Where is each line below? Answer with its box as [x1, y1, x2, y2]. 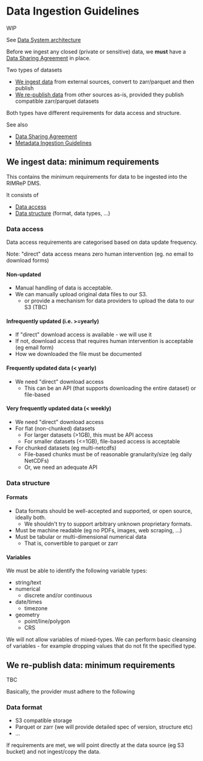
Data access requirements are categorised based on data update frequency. [6, 238, 198, 246]
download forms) [6, 257, 50, 264]
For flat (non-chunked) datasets [15, 425, 95, 432]
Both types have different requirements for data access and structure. [6, 109, 181, 116]
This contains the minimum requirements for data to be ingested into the [6, 173, 187, 180]
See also [6, 120, 29, 128]
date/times [15, 598, 43, 606]
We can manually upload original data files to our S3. [15, 291, 148, 298]
